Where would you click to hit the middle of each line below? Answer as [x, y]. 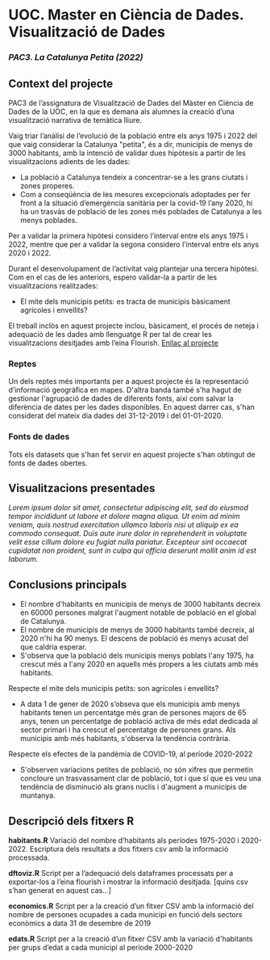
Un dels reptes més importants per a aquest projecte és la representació [129, 381]
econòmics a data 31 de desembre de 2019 [80, 923]
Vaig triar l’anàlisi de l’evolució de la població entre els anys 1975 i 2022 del [133, 136]
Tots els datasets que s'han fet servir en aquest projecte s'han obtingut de [132, 454]
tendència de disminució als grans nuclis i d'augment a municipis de [133, 787]
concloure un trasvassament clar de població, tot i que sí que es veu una [141, 778]
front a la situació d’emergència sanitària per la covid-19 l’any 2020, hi [136, 203]
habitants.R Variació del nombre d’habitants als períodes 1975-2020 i [124, 840]
